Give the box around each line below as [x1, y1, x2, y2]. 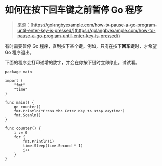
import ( [5, 78, 23, 83]
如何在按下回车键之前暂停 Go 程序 [5, 4, 143, 16]
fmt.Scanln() [14, 112, 41, 118]
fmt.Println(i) [23, 139, 54, 144]
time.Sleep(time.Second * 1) [23, 143, 83, 148]
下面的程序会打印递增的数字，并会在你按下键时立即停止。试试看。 [5, 59, 140, 65]
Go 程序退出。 [5, 49, 34, 55]
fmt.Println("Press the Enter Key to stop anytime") [14, 109, 125, 113]
